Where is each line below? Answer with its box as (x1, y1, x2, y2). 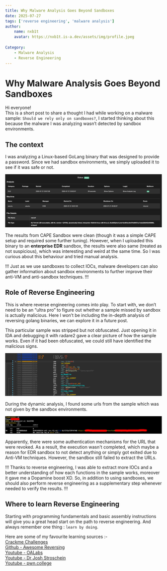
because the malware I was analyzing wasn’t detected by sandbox (5, 120, 142, 127)
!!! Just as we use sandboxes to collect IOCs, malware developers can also (5, 263, 158, 269)
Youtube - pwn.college (5, 560, 52, 566)
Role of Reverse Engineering (5, 288, 95, 297)
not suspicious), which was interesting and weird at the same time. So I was (5, 248, 161, 254)
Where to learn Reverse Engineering (5, 500, 120, 509)
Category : (5, 45, 26, 50)
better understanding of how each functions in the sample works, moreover (5, 470, 160, 476)
